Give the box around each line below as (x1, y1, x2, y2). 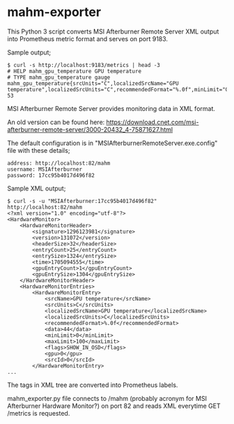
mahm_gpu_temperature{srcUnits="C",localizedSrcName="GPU (7, 79, 179, 87)
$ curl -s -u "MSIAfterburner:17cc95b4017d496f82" (7, 197, 157, 204)
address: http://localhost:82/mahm (7, 160, 111, 167)
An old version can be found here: (7, 118, 105, 126)
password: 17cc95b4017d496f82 (7, 172, 95, 179)
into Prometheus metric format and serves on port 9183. (7, 34, 169, 43)
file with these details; (7, 146, 70, 154)
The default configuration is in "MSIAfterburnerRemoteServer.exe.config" (7, 139, 218, 147)
